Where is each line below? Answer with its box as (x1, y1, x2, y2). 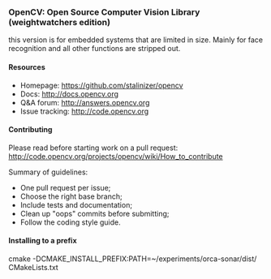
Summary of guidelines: (8, 167, 88, 177)
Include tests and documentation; (19, 200, 132, 209)
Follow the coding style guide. (19, 217, 122, 227)
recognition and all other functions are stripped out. (8, 44, 181, 54)
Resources (8, 62, 46, 71)
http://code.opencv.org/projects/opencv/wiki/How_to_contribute (8, 151, 223, 161)
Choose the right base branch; (19, 191, 123, 201)
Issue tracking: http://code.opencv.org (19, 106, 149, 116)
